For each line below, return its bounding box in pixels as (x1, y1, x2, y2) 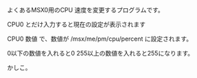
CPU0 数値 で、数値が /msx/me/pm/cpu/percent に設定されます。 (7, 35, 193, 43)
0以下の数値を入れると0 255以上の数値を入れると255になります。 (7, 50, 194, 57)
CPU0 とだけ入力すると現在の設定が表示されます (7, 20, 146, 28)
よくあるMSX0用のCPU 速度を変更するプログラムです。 (7, 6, 165, 14)
